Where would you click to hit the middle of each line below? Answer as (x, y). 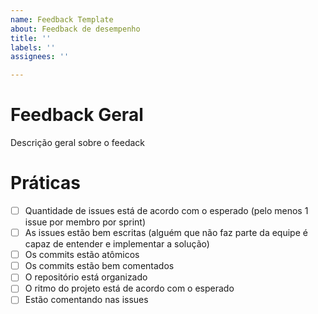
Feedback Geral (77, 115)
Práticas (45, 183)
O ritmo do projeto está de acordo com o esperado (129, 288)
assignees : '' (40, 57)
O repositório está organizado (86, 277)
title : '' (31, 38)
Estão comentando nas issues (86, 300)
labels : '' (33, 47)
